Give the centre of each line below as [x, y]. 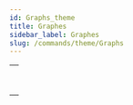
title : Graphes [38, 26]
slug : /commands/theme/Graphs [67, 43]
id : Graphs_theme [42, 18]
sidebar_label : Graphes [55, 34]
